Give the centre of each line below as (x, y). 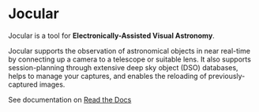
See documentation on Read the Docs (70, 99)
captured (23, 84)
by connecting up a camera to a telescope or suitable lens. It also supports (129, 59)
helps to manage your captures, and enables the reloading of (107, 76)
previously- (227, 76)
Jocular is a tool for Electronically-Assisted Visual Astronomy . (111, 35)
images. (52, 84)
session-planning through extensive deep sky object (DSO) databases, (123, 67)
